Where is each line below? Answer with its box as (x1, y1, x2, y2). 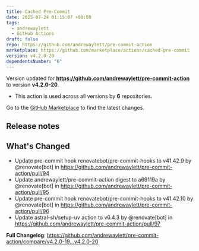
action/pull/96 (14, 207, 49, 214)
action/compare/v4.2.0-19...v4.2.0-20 (6, 238, 99, 245)
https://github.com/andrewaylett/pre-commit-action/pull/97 (14, 220, 161, 227)
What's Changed (6, 141, 70, 151)
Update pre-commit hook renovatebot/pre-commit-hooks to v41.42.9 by (14, 157, 192, 164)
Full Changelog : (6, 231, 46, 239)
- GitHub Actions (11, 31, 55, 37)
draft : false (6, 36, 39, 42)
